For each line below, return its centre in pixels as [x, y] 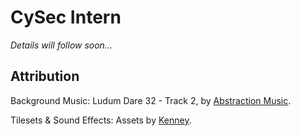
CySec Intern [66, 17]
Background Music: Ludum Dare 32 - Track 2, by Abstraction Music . [151, 100]
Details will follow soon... [61, 45]
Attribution [45, 76]
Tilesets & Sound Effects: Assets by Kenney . [101, 120]
